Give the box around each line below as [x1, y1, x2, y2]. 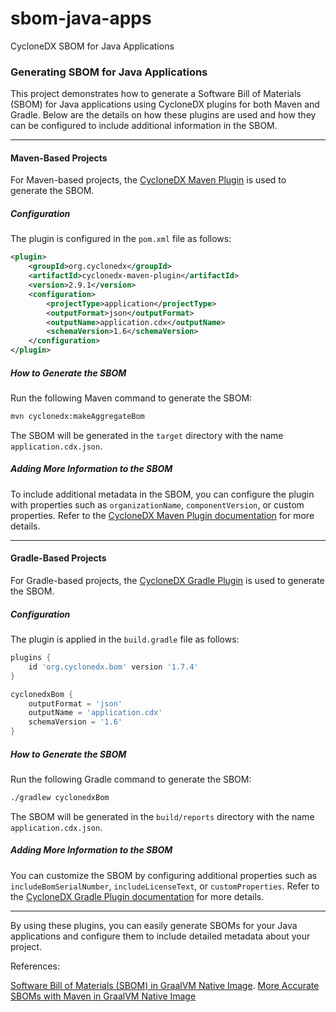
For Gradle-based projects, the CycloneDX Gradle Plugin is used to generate [10, 575, 325, 587]
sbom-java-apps [10, 7, 152, 30]
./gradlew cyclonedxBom [10, 792, 110, 802]
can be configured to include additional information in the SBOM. [10, 120, 278, 132]
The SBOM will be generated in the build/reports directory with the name [10, 810, 315, 822]
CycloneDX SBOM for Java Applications [10, 40, 175, 52]
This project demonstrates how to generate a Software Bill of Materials [10, 88, 302, 100]
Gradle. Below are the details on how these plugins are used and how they [10, 109, 317, 121]
